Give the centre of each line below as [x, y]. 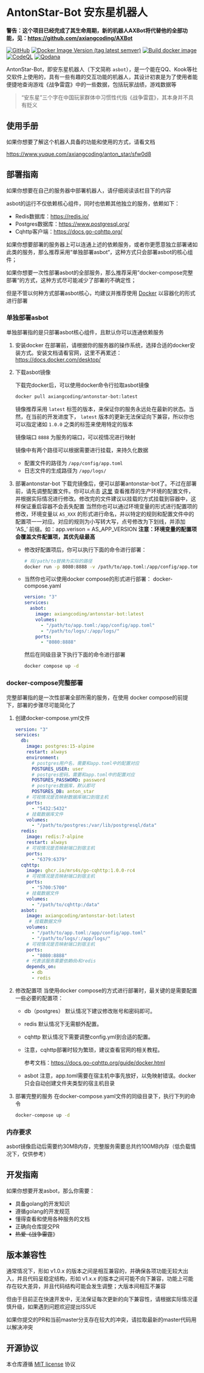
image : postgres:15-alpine [60, 746]
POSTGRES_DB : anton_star [63, 792]
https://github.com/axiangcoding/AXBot [80, 38]
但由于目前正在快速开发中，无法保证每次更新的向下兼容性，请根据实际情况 [99, 1299]
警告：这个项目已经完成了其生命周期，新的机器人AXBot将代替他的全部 [94, 30]
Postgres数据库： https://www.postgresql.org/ [72, 224]
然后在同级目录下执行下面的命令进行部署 [75, 655]
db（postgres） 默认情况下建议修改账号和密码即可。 [90, 1011]
